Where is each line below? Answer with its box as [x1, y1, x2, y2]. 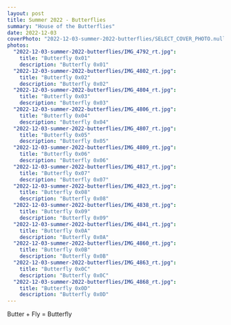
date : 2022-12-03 [7, 29, 57, 36]
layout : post [7, 10, 45, 17]
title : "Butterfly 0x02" [19, 74, 91, 81]
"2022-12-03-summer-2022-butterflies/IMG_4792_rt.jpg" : [13, 49, 177, 56]
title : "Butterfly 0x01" [19, 55, 91, 62]
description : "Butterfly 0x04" [19, 118, 109, 126]
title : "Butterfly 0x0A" [19, 227, 91, 234]
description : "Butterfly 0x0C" [19, 272, 109, 279]
